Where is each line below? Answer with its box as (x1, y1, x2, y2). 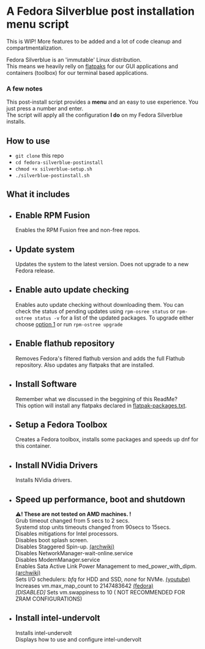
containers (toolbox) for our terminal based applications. (6, 69, 149, 76)
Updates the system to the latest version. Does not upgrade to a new (15, 261, 189, 268)
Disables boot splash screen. (15, 536, 89, 543)
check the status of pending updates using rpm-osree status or (15, 307, 176, 315)
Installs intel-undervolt (15, 629, 72, 636)
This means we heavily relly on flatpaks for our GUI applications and (6, 63, 179, 70)
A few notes (6, 84, 43, 93)
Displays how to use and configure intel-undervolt (15, 636, 142, 643)
